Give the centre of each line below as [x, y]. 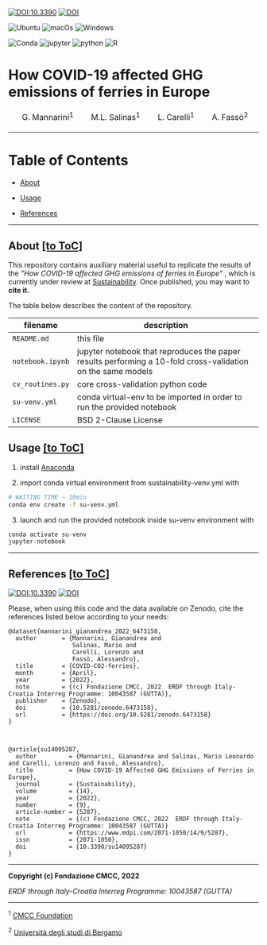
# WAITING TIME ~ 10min [48, 497]
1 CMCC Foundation [41, 915]
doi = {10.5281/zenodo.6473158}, [87, 708]
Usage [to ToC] [46, 448]
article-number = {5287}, [58, 812]
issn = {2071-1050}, [67, 840]
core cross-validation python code [142, 384]
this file [91, 339]
